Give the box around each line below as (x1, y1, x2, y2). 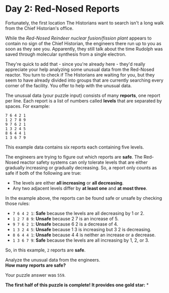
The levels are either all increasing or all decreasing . (12, 179, 124, 186)
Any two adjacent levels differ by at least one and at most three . (12, 185, 148, 191)
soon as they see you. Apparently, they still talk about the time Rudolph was (5, 46, 163, 52)
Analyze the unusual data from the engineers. (5, 257, 100, 263)
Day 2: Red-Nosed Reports (5, 3, 120, 15)
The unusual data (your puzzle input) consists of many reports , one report (5, 92, 160, 98)
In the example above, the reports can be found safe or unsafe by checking (5, 195, 162, 201)
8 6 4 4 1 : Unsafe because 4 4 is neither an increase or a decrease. (12, 232, 156, 238)
